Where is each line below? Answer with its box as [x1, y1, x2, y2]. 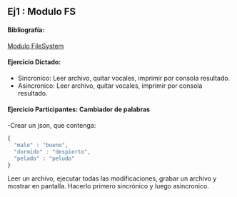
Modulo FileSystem [7, 41, 64, 50]
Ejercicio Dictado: [7, 58, 61, 66]
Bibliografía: [7, 25, 45, 34]
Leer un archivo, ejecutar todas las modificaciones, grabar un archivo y [7, 174, 217, 183]
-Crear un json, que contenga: [7, 121, 96, 129]
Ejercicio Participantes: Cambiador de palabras [7, 105, 151, 113]
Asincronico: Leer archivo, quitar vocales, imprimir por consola [17, 81, 203, 90]
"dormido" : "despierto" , [14, 148, 91, 156]
